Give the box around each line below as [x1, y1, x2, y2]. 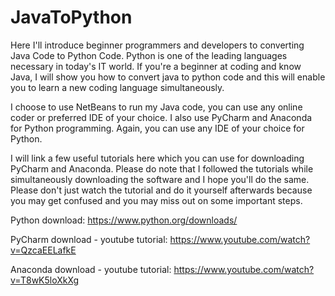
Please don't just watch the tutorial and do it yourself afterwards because [10, 184, 313, 196]
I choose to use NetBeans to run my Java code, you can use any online [10, 101, 303, 113]
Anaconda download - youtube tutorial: [10, 263, 172, 275]
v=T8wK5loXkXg [10, 274, 80, 286]
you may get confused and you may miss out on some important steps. [10, 194, 303, 206]
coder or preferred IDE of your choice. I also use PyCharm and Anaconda [10, 111, 313, 123]
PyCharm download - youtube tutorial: [10, 233, 168, 245]
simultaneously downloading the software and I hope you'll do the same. [10, 173, 310, 185]
